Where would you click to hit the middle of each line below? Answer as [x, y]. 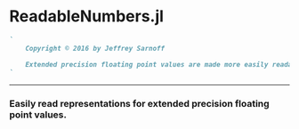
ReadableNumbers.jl [87, 16]
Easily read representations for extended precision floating [139, 104]
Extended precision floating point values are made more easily [147, 64]
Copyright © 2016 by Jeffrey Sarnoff [95, 48]
